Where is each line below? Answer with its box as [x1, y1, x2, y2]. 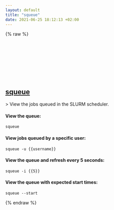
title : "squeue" [5, 12, 40, 17]
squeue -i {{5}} [5, 169, 40, 174]
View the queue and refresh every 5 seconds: [5, 157, 105, 163]
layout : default [5, 7, 40, 13]
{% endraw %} [5, 200, 37, 205]
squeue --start [5, 191, 38, 196]
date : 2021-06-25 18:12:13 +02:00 [5, 17, 80, 22]
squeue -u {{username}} [5, 146, 56, 152]
